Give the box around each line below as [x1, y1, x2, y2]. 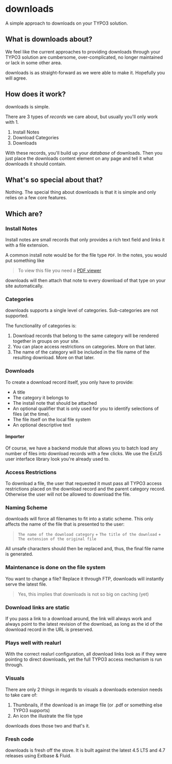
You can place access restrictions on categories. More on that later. [12, 344, 156, 350]
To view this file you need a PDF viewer [17, 268, 102, 274]
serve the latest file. [5, 581, 47, 587]
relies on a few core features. [5, 195, 67, 201]
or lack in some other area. [5, 60, 62, 66]
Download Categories [12, 134, 59, 140]
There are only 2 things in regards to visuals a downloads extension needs [5, 686, 163, 693]
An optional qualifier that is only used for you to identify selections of [12, 405, 159, 412]
